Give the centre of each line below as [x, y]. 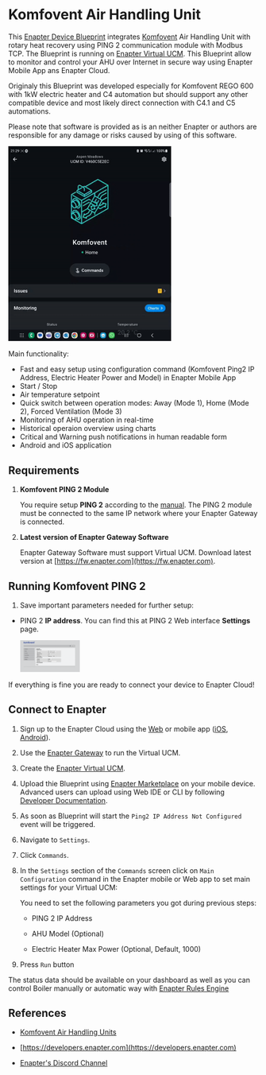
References [37, 1013]
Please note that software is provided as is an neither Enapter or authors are [133, 126]
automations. [30, 111]
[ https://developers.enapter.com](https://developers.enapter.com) [128, 1048]
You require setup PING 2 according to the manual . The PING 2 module [136, 505]
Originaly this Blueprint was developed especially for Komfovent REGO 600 [131, 86]
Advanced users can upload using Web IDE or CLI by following [122, 792]
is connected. [42, 522]
